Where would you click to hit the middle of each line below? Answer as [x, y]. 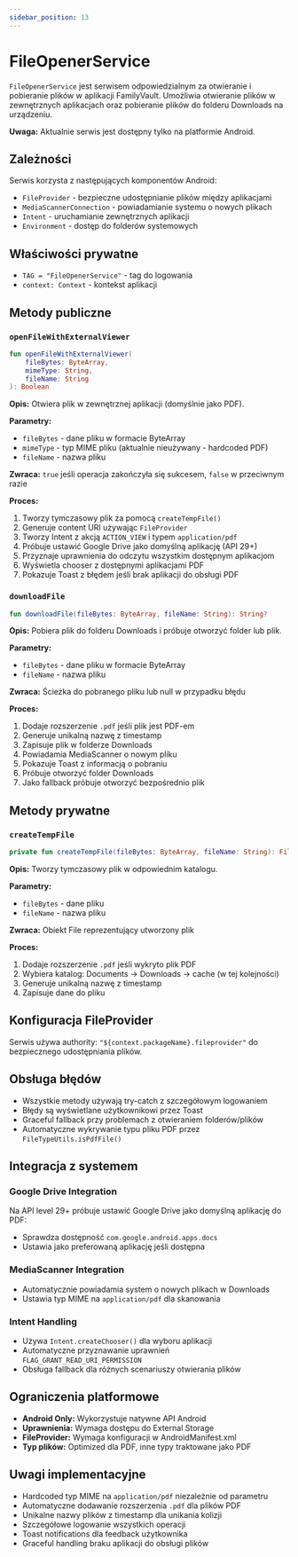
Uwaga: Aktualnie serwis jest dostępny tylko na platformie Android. [132, 131]
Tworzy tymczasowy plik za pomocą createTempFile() [122, 518]
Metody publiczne [60, 313]
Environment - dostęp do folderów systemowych [110, 226]
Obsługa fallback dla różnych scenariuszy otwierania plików [131, 1369]
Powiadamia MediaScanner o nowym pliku [99, 754]
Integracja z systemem [74, 1166]
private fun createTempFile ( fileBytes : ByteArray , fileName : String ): [142, 853]
